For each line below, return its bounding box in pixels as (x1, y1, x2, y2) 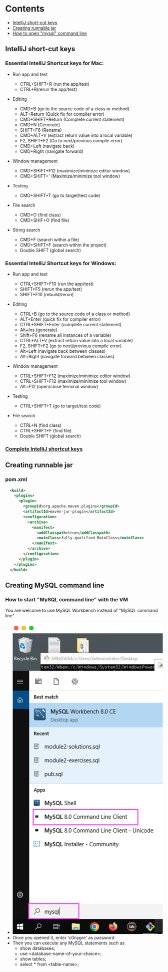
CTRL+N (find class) (19, 422, 61, 428)
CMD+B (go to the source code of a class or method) (19, 106, 130, 112)
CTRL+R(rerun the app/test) (19, 86, 77, 92)
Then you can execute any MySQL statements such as (12, 940, 125, 946)
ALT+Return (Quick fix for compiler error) (19, 111, 105, 117)
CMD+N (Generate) (19, 121, 60, 128)
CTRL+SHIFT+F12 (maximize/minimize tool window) (19, 378, 126, 384)
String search (12, 226, 40, 233)
